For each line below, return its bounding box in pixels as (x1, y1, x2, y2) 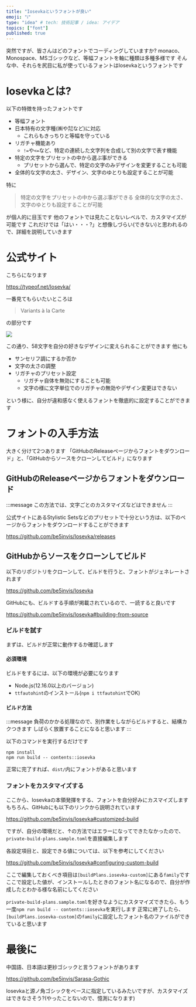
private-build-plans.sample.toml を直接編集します (6, 835, 129, 842)
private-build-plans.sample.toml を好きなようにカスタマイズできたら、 (6, 898, 180, 905)
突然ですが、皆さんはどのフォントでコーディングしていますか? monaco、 (6, 48, 183, 55)
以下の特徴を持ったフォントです (6, 105, 83, 112)
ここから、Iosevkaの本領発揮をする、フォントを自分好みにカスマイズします (6, 796, 189, 803)
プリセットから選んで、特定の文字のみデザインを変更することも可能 (23, 162, 187, 169)
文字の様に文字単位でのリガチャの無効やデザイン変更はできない (23, 385, 177, 391)
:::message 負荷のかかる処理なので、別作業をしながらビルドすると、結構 (6, 718, 183, 725)
